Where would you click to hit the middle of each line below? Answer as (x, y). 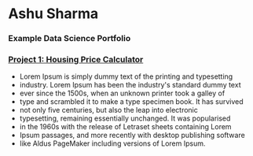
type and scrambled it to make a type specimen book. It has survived (131, 102)
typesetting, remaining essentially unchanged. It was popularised (125, 118)
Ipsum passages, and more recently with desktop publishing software (132, 136)
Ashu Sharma (53, 14)
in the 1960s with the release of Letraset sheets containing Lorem (125, 127)
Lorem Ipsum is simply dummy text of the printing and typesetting (126, 76)
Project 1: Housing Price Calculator (76, 60)
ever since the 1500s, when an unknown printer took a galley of (122, 93)
